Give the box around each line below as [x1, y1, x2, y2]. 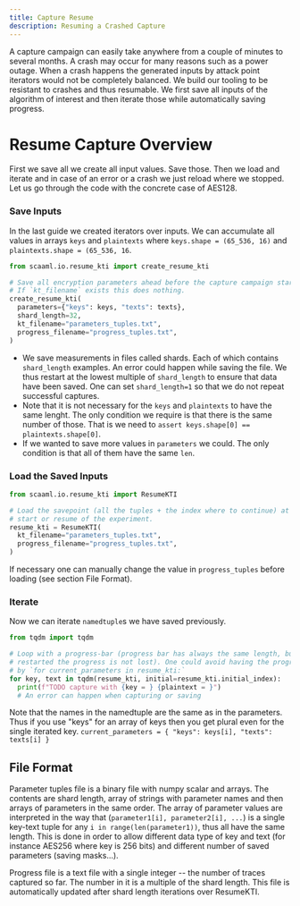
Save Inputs [9, 205, 62, 217]
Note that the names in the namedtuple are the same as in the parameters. [9, 707, 283, 718]
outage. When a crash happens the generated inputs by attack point [9, 64, 261, 76]
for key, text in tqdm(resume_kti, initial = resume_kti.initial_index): [9, 674, 281, 683]
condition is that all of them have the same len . [21, 447, 196, 458]
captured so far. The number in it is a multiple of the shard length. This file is [9, 877, 290, 888]
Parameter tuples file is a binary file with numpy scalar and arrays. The [9, 783, 270, 794]
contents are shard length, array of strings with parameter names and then [9, 793, 284, 804]
